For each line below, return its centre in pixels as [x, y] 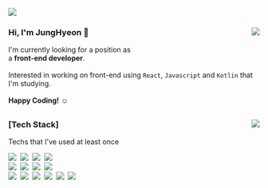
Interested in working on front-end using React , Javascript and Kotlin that [131, 75]
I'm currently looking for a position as [70, 50]
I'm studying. [30, 84]
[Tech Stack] [33, 124]
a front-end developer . [47, 58]
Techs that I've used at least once [64, 142]
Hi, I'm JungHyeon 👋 [49, 32]
